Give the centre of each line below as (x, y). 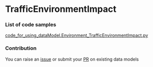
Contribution (21, 48)
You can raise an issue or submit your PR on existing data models (72, 59)
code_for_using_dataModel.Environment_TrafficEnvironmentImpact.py (76, 35)
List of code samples (31, 25)
